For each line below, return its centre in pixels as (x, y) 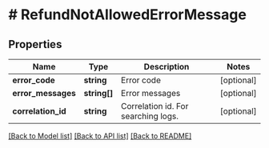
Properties (35, 44)
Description (167, 67)
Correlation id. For (155, 106)
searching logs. (150, 116)
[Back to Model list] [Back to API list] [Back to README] (100, 136)
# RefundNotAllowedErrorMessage (127, 15)
